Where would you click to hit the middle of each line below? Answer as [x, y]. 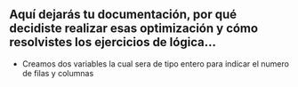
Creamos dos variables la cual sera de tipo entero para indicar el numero [155, 63]
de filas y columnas [58, 73]
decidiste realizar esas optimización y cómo [134, 29]
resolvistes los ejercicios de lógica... [113, 42]
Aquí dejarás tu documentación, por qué [123, 15]
